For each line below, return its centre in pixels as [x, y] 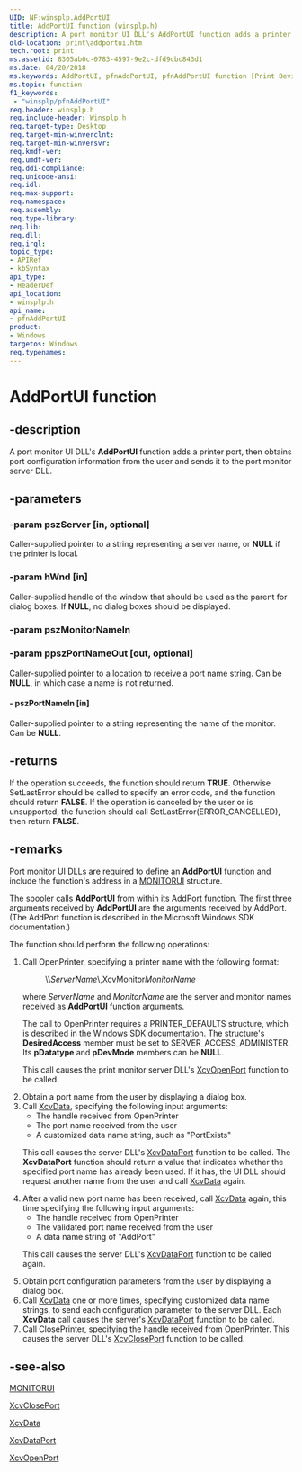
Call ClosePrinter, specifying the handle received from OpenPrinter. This [155, 1329]
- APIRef [26, 260]
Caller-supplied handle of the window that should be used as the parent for [148, 597]
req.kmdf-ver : [36, 151]
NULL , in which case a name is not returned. [91, 682]
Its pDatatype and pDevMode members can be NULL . [123, 1052]
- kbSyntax [30, 269]
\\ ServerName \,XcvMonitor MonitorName [120, 979]
